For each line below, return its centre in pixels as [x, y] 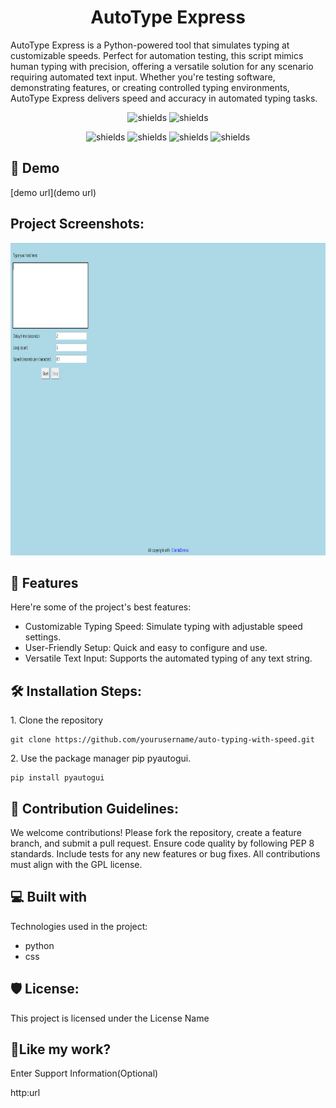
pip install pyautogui [57, 778]
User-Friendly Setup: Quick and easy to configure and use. [146, 648]
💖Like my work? [61, 1049]
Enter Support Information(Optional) [84, 1073]
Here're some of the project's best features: [101, 607]
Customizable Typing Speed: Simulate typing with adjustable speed [163, 627]
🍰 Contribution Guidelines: [94, 808]
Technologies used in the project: [79, 926]
